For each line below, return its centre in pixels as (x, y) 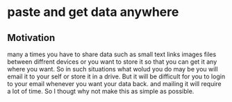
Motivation (31, 38)
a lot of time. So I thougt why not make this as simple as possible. (101, 91)
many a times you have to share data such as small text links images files (112, 54)
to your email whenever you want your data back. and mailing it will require (115, 84)
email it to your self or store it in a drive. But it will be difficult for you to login (116, 76)
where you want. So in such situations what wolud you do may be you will (113, 69)
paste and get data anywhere (93, 12)
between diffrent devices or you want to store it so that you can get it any (112, 62)
